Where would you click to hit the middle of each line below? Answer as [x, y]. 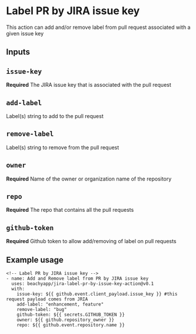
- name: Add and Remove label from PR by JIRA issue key [77, 279]
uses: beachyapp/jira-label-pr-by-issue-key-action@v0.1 [83, 284]
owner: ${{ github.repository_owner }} [66, 320]
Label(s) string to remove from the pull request [63, 147]
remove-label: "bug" [42, 310]
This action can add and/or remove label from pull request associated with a [98, 27]
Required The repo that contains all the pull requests [70, 210]
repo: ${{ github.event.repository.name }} [71, 325]
